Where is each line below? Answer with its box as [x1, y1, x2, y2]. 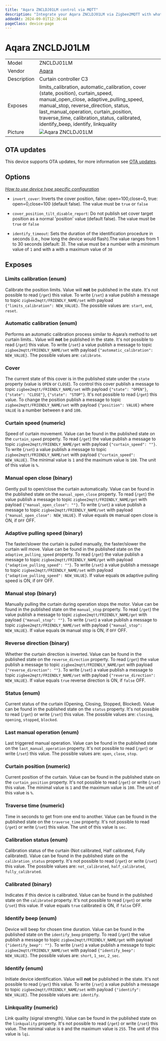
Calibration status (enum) [5, 836, 68, 843]
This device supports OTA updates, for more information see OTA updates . [5, 159, 157, 165]
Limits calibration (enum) [5, 275, 67, 282]
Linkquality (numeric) [5, 1004, 58, 1011]
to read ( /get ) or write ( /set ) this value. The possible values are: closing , [5, 711, 154, 717]
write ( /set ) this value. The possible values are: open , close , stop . [5, 750, 138, 756]
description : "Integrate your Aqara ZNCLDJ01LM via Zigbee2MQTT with [5, 12, 152, 17]
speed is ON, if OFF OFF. [5, 578, 54, 583]
